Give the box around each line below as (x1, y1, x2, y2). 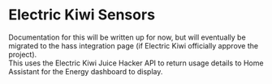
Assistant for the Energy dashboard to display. (8, 66, 163, 76)
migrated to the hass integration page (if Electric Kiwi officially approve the (8, 40, 258, 50)
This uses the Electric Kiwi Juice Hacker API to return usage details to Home (8, 58, 264, 68)
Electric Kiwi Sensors (8, 6, 156, 24)
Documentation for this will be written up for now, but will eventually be (8, 32, 246, 42)
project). (8, 49, 37, 59)
